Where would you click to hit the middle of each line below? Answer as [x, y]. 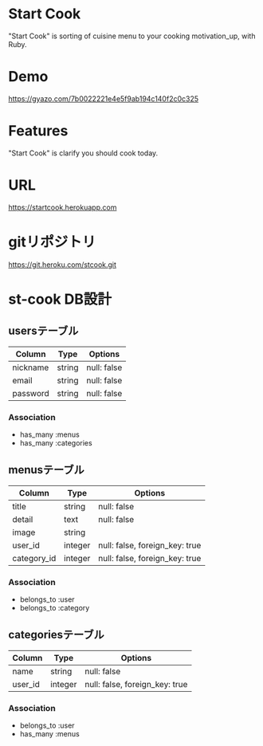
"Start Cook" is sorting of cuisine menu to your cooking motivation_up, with [132, 36]
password [31, 393]
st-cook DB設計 [60, 299]
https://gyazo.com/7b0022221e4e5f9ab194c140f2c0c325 [104, 98]
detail [23, 519]
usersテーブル [43, 331]
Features [38, 131]
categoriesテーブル [57, 635]
